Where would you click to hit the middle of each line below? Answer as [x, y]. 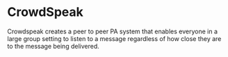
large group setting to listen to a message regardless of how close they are [114, 38]
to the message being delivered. [53, 46]
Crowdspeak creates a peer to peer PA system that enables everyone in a [112, 31]
